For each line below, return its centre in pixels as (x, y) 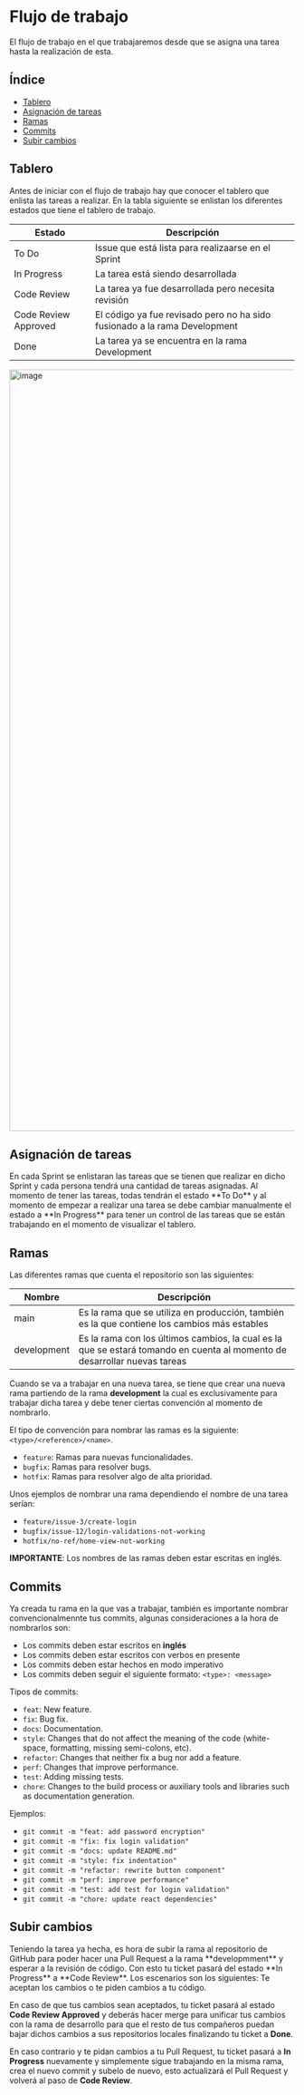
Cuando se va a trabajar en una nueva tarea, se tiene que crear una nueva (147, 1383)
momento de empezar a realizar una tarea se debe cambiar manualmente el (151, 1205)
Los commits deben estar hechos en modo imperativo (123, 1664)
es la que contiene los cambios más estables (173, 1324)
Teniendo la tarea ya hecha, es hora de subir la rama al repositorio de (139, 1949)
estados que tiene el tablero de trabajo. (83, 209)
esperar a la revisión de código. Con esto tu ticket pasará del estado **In (146, 1968)
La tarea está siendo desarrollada (166, 274)
